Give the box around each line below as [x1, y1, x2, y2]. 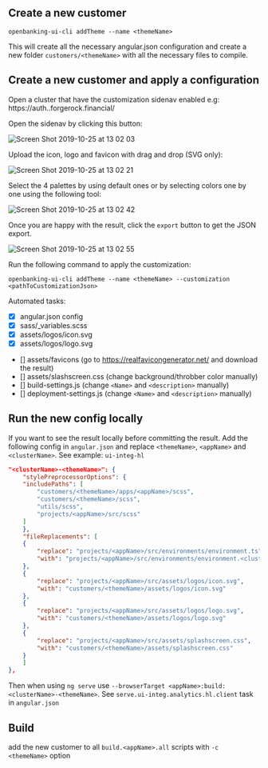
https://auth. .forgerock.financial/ [8, 103, 116, 113]
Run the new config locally [8, 412, 144, 426]
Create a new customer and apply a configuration [8, 74, 259, 87]
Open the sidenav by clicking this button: [8, 118, 143, 128]
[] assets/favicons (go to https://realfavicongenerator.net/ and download [19, 354, 258, 364]
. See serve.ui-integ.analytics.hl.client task [97, 690, 254, 699]
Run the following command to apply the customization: [8, 259, 191, 269]
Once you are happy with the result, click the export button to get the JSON [8, 220, 257, 230]
